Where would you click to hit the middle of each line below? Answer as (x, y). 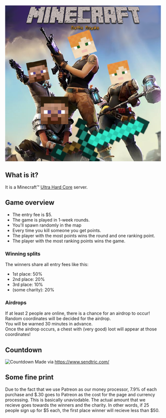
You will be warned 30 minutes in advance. (49, 324)
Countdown (23, 350)
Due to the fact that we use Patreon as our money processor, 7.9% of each (81, 389)
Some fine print (29, 377)
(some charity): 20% (33, 289)
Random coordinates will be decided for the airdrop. (58, 319)
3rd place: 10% (28, 284)
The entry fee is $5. (32, 214)
